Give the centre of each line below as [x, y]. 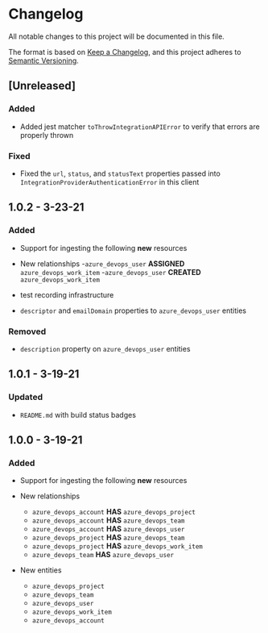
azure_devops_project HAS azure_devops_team [108, 538]
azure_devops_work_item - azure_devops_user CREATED [110, 272]
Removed [27, 331]
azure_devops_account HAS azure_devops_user [108, 529]
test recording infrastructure [67, 294]
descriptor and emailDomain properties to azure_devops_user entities [133, 310]
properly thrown [47, 135]
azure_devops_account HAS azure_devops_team [108, 520]
